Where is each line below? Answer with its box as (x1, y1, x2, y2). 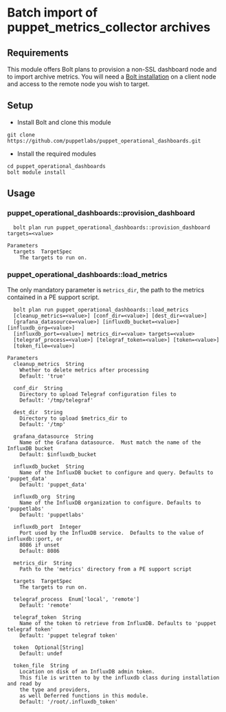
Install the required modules (16, 150, 97, 158)
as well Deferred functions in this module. (19, 692, 149, 699)
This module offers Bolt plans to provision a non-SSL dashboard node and (7, 65, 217, 73)
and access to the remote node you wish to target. (7, 80, 150, 88)
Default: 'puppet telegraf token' (19, 632, 118, 639)
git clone (7, 131, 36, 139)
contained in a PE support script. (7, 293, 100, 301)
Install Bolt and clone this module (16, 118, 111, 126)
